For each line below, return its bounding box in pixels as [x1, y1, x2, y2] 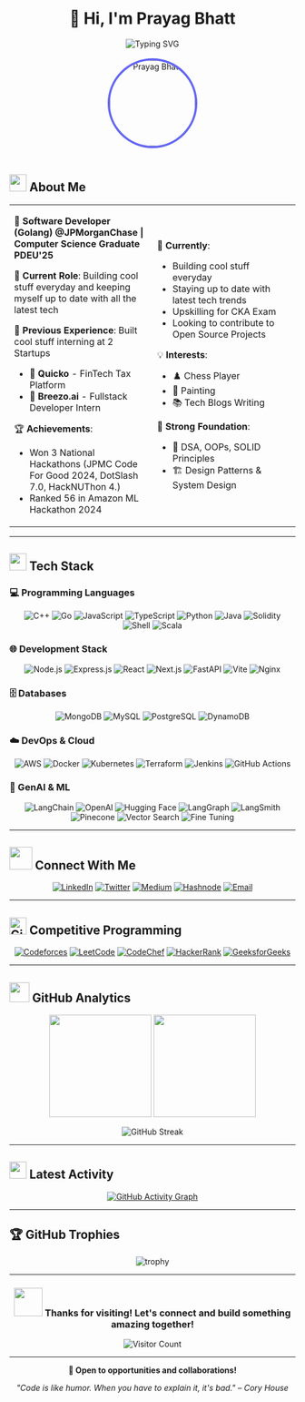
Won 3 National [29, 446, 95, 459]
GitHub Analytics [31, 990, 132, 1005]
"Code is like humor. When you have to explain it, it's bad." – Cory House [16, 1382, 289, 1393]
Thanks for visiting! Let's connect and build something [44, 1306, 291, 1319]
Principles [172, 452, 215, 464]
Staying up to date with [172, 282, 271, 295]
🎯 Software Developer [14, 214, 111, 227]
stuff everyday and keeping [14, 280, 132, 293]
